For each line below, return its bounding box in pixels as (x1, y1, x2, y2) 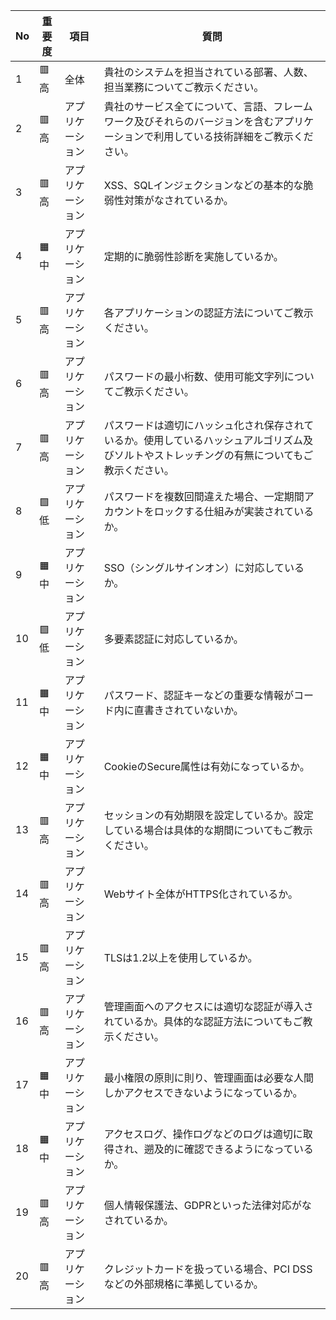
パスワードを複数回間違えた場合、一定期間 (103, 490, 305, 503)
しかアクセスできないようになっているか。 (103, 1086, 303, 1099)
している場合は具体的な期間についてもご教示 (103, 824, 313, 837)
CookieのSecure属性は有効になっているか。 (103, 760, 310, 773)
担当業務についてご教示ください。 (103, 80, 265, 94)
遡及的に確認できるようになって (143, 1142, 294, 1156)
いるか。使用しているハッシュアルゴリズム (103, 434, 304, 447)
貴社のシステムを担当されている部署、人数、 (103, 65, 314, 79)
